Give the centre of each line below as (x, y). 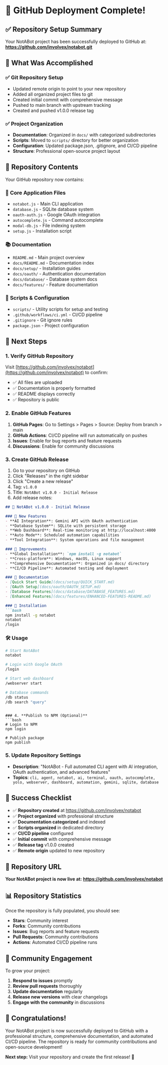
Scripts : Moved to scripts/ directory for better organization (76, 140)
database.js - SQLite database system (53, 210)
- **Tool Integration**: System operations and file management (75, 540)
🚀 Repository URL (34, 866)
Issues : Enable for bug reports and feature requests (67, 441)
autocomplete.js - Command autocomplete (58, 220)
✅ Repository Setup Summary (54, 29)
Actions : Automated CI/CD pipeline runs (55, 942)
